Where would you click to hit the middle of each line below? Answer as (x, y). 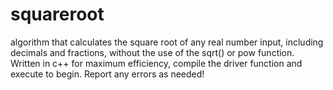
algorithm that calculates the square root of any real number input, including (167, 42)
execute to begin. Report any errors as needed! (107, 74)
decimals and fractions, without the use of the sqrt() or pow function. (152, 52)
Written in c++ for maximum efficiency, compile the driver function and (156, 63)
